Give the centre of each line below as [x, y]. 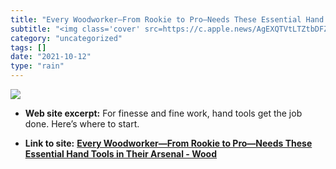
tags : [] [28, 47]
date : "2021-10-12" [51, 57]
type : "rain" [37, 66]
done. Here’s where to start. [82, 124]
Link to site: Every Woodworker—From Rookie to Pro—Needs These [168, 143]
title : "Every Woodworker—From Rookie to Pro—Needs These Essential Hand [167, 19]
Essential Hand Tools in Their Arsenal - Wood [121, 154]
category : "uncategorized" [66, 38]
